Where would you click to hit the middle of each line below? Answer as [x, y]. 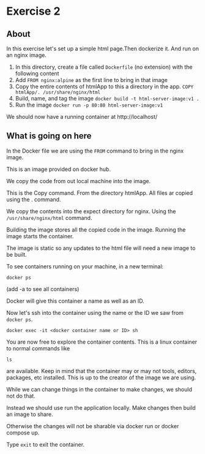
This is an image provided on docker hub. [59, 169]
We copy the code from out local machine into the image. [79, 181]
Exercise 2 [33, 11]
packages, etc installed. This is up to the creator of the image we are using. [101, 377]
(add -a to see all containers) [43, 289]
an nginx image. [27, 55]
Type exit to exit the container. [45, 444]
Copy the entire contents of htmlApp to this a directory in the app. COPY [104, 86]
